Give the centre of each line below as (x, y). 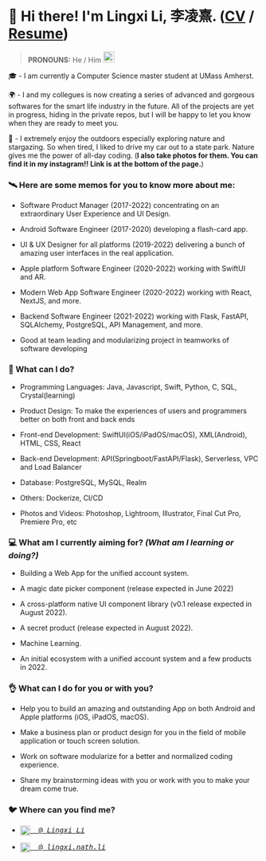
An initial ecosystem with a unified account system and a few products (136, 659)
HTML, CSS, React (50, 443)
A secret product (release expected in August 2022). (106, 628)
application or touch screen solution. (80, 741)
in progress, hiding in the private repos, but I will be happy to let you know (129, 114)
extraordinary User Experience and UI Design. (95, 214)
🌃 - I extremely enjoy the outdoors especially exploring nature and (117, 138)
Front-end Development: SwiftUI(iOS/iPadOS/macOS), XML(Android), (133, 434)
